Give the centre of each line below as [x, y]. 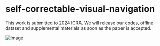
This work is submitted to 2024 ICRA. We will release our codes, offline [79, 23]
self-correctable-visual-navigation [80, 9]
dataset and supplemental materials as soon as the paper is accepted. [78, 28]
